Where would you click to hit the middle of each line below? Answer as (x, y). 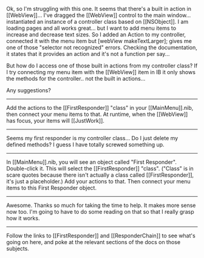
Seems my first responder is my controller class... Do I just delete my (92, 138)
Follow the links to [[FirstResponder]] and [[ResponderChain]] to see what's (101, 236)
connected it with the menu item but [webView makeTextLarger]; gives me (99, 41)
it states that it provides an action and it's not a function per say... (88, 54)
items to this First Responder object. (52, 188)
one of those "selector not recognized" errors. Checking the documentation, (102, 47)
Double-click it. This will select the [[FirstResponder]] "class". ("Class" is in (100, 168)
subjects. (18, 249)
